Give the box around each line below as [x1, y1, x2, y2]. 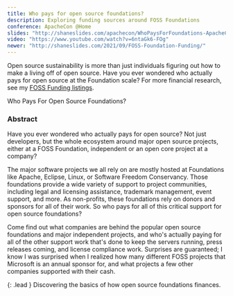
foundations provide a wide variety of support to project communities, [7, 180, 207, 189]
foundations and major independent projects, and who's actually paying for [7, 230, 222, 239]
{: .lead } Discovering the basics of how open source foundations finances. [7, 281, 221, 289]
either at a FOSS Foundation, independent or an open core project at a [7, 145, 208, 153]
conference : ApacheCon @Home [7, 23, 92, 30]
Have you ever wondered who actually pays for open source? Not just [7, 130, 207, 139]
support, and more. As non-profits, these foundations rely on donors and [7, 195, 216, 203]
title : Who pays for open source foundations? [7, 10, 144, 17]
